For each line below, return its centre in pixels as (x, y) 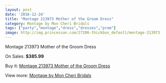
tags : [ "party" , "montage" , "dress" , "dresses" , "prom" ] (61, 28)
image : (12, 33)
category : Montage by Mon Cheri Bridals (47, 23)
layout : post (19, 10)
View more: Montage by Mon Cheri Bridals (48, 75)
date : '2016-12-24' (25, 14)
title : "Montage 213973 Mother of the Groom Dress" (59, 19)
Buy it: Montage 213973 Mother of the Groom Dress (58, 66)
